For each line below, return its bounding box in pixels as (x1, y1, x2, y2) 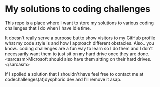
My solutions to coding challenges (5, 3, 151, 15)
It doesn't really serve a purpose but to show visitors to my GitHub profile (5, 35, 156, 41)
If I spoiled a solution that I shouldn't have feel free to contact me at (5, 71, 144, 77)
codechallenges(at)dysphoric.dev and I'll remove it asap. (5, 76, 122, 82)
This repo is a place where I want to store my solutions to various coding (5, 20, 154, 26)
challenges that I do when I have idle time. (5, 25, 91, 31)
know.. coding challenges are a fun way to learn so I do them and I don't (5, 45, 153, 51)
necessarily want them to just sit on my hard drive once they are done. (5, 51, 150, 57)
